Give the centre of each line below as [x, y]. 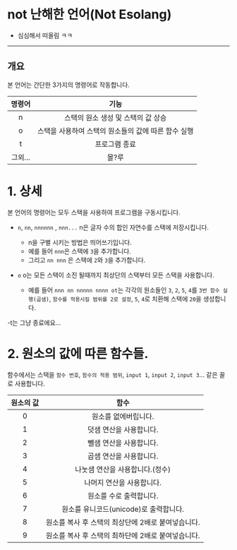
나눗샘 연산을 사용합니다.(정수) [123, 469]
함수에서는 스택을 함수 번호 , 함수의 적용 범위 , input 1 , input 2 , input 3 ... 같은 [113, 374]
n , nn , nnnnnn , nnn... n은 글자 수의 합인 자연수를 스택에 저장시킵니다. [113, 227]
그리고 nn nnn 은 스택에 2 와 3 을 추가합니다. [87, 260]
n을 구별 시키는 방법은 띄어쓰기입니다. [80, 242]
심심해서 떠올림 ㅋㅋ [45, 35]
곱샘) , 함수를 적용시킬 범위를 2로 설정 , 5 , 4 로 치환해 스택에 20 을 [119, 299]
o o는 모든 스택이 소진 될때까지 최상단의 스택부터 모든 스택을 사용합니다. [116, 275]
